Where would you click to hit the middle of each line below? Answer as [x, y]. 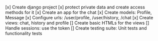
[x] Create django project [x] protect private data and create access [75, 7]
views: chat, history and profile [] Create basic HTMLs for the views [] [77, 23]
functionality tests [24, 33]
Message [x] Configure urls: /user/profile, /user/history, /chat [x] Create [79, 18]
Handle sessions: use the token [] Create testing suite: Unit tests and [76, 28]
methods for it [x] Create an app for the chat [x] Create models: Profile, [78, 12]
